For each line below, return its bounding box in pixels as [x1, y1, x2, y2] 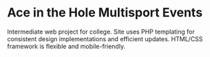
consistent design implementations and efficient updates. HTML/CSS [7, 34, 203, 43]
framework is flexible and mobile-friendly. [7, 42, 126, 50]
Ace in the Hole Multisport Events [7, 5, 203, 21]
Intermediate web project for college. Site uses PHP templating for [7, 27, 195, 36]
